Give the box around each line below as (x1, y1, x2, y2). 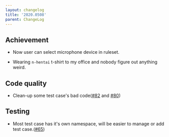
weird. (12, 64, 26, 71)
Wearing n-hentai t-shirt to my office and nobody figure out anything (12, 59, 158, 65)
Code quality (5, 79, 47, 88)
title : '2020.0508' (5, 12, 47, 17)
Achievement (5, 36, 49, 44)
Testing (5, 107, 30, 116)
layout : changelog (5, 7, 44, 13)
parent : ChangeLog (5, 17, 44, 22)
